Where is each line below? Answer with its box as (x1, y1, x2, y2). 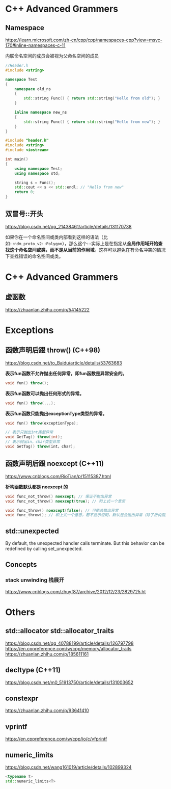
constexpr (5, 694, 39, 702)
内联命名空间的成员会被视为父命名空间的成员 (5, 53, 99, 59)
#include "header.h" (5, 138, 49, 143)
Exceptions (5, 325, 54, 336)
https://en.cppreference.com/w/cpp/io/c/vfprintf (5, 736, 107, 742)
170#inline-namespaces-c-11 (5, 42, 66, 48)
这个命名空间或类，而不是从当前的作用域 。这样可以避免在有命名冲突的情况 (9, 247, 166, 253)
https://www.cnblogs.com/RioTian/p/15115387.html (5, 473, 111, 479)
